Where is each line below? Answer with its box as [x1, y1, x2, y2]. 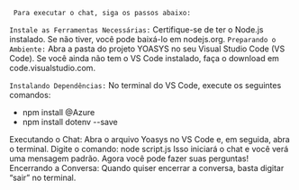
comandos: [9, 90, 51, 100]
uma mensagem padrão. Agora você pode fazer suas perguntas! [9, 153, 249, 164]
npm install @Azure [22, 107, 95, 117]
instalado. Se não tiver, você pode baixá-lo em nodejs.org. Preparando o [9, 34, 276, 44]
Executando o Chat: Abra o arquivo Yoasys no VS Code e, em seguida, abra [9, 134, 290, 144]
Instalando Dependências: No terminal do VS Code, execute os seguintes [9, 80, 282, 90]
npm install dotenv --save [22, 117, 119, 127]
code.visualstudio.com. [9, 63, 96, 73]
